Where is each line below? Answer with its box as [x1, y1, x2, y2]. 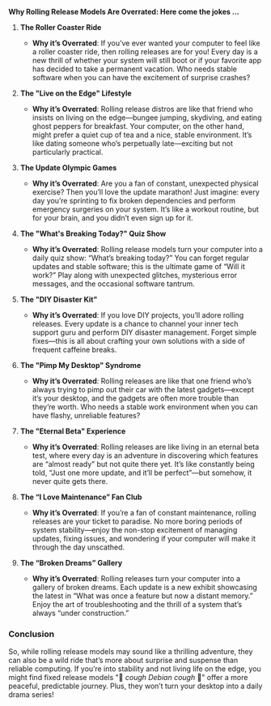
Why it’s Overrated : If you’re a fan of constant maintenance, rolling [32, 508, 256, 517]
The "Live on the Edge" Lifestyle [19, 88, 132, 98]
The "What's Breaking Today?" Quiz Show [19, 229, 167, 238]
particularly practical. [32, 148, 104, 156]
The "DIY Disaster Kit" [19, 295, 98, 304]
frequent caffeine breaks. [32, 344, 117, 354]
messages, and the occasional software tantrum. [32, 279, 196, 289]
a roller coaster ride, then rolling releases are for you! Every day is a [32, 47, 259, 56]
